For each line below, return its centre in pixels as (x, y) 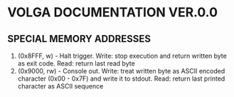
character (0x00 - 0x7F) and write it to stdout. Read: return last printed (121, 78)
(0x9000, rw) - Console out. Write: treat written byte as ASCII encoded (121, 71)
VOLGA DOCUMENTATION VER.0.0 (113, 12)
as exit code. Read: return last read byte (76, 63)
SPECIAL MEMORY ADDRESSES (79, 39)
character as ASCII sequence (60, 86)
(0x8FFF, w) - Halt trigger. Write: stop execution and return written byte (122, 56)
